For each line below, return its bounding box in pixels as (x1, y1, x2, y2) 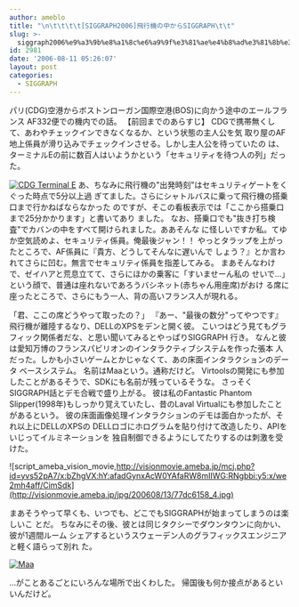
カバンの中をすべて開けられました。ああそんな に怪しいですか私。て (28, 223, 280, 234)
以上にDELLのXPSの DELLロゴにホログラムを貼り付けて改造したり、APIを (16, 420, 287, 432)
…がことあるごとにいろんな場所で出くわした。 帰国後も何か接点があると (9, 577, 276, 587)
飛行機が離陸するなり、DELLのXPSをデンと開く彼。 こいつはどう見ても (9, 320, 271, 331)
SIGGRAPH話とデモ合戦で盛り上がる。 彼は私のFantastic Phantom (9, 387, 252, 398)
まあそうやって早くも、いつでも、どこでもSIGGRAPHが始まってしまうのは (9, 507, 282, 518)
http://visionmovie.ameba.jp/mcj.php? (116, 460, 255, 472)
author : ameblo (9, 12, 66, 22)
